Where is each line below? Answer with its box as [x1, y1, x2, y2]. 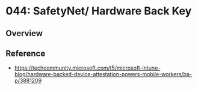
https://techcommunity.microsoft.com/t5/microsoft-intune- [14, 64, 161, 71]
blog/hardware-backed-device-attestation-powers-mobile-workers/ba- [14, 71, 193, 78]
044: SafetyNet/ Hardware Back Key [5, 4, 192, 18]
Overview [5, 28, 43, 38]
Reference [5, 48, 46, 58]
